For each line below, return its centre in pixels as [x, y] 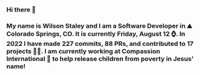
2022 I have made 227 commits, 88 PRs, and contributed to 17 [100, 44]
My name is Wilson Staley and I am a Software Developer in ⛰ [99, 25]
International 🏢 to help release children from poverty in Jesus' [100, 59]
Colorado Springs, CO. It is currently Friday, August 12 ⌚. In [96, 34]
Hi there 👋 [21, 10]
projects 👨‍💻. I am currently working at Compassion [83, 51]
